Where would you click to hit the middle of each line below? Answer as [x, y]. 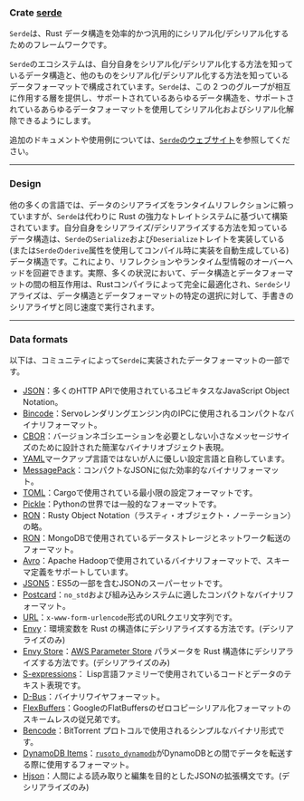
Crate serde [36, 13]
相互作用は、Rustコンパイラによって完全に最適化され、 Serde [162, 284]
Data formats [39, 339]
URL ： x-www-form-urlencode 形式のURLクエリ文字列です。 [130, 617]
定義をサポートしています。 [81, 572]
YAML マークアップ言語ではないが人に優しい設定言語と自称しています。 [156, 458]
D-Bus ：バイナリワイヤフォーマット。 [94, 696]
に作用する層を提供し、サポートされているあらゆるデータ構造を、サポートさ [152, 98]
